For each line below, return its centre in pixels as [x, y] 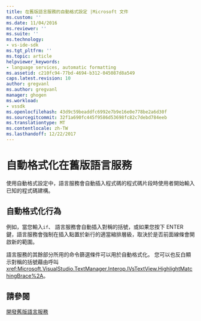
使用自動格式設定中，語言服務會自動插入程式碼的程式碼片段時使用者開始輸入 [100, 183]
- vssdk [16, 106]
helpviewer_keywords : [33, 62]
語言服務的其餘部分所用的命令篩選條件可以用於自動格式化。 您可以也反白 [96, 254]
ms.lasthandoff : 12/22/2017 [41, 134]
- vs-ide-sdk [22, 45]
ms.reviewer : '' [26, 28]
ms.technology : [25, 39]
